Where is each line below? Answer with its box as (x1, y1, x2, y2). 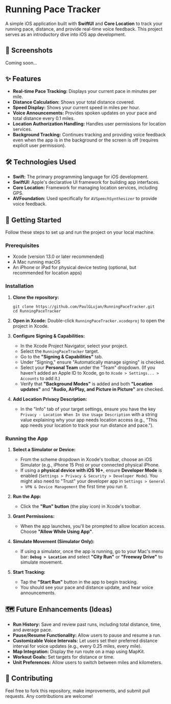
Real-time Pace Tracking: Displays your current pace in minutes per (12, 88, 157, 94)
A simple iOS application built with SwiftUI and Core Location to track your (5, 20, 163, 27)
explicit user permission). (12, 142, 66, 149)
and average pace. (12, 626, 53, 633)
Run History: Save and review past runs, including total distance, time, (12, 621, 161, 627)
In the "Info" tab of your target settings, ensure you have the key (20, 406, 156, 412)
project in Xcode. (12, 323, 49, 329)
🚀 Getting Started (5, 215, 62, 224)
